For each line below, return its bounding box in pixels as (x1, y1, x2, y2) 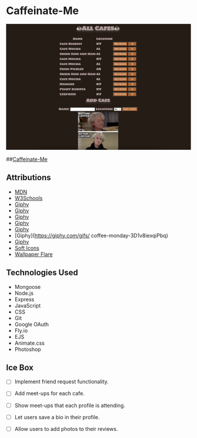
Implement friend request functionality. (14, 378, 109, 385)
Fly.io (14, 327, 28, 334)
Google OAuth (14, 321, 49, 328)
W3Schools (14, 194, 43, 201)
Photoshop (14, 345, 41, 353)
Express (14, 295, 35, 303)
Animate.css (14, 339, 45, 346)
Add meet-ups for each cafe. (14, 390, 85, 397)
